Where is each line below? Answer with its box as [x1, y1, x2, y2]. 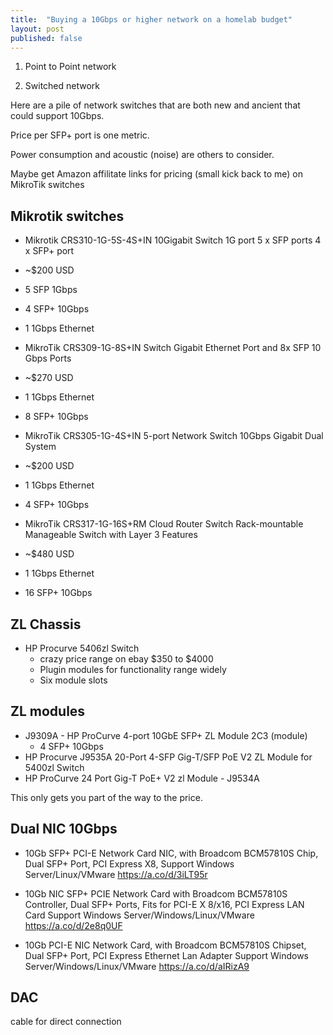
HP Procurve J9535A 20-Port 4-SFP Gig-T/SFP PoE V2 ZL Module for [24, 751, 313, 763]
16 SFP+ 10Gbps [24, 587, 93, 599]
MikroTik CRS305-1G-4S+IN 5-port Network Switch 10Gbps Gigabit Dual [24, 430, 324, 442]
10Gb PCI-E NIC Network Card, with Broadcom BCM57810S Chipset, [24, 939, 307, 951]
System [24, 441, 57, 453]
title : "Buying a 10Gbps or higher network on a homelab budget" [10, 14, 293, 25]
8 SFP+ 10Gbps [24, 411, 89, 423]
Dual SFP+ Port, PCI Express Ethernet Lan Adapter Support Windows [24, 949, 309, 961]
